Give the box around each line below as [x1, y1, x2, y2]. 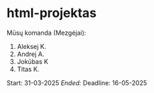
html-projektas [6, 5, 97, 21]
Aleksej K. [16, 42, 47, 50]
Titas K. [16, 65, 40, 73]
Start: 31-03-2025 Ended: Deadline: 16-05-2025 [6, 78, 147, 87]
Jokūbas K [16, 57, 49, 65]
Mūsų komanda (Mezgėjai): [6, 28, 87, 37]
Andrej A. [16, 50, 45, 58]
